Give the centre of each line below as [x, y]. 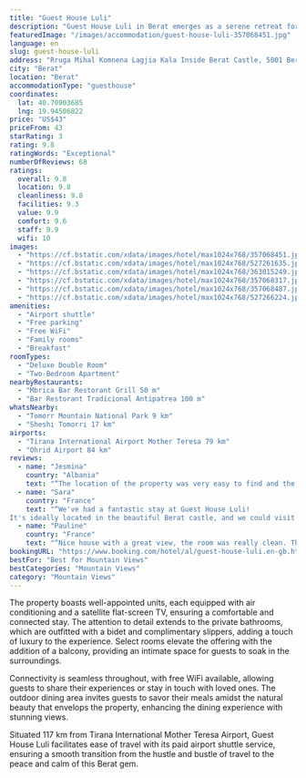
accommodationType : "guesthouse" [73, 86]
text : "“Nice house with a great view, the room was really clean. [156, 543]
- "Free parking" [51, 323]
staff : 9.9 [38, 230]
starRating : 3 [36, 137]
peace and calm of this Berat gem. [74, 764]
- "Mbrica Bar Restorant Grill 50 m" [89, 391]
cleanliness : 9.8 [51, 196]
